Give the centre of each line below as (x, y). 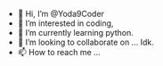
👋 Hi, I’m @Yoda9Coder (61, 14)
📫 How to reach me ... (59, 52)
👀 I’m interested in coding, (65, 23)
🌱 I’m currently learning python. (75, 33)
